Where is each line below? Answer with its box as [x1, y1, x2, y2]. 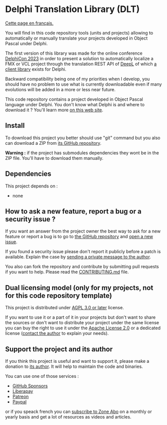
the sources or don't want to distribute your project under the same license [5, 320, 160, 326]
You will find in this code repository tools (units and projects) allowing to [5, 30, 154, 36]
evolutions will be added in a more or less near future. [5, 86, 116, 92]
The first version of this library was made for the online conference [5, 50, 143, 56]
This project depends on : [5, 183, 58, 189]
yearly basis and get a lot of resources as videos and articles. [5, 414, 132, 419]
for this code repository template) [5, 291, 112, 300]
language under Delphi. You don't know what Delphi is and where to [5, 101, 145, 107]
